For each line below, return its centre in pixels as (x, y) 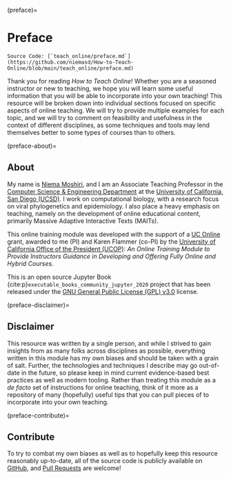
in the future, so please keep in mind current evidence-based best (115, 373)
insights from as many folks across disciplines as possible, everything (106, 351)
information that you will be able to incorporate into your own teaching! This (115, 95)
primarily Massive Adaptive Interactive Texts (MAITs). (83, 221)
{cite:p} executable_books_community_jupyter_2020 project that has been (109, 284)
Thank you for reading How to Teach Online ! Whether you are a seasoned (112, 81)
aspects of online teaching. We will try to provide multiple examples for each (116, 110)
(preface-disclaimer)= (39, 305)
